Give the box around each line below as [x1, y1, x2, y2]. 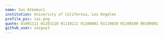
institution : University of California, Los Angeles [5, 12, 116, 17]
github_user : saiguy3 [5, 26, 50, 31]
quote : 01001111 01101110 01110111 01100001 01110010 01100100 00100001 [5, 21, 159, 26]
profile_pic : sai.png [5, 16, 50, 21]
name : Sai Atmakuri [5, 7, 46, 12]
